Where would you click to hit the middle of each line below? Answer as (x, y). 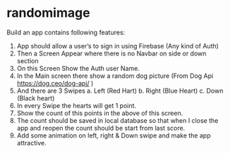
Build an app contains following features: (66, 32)
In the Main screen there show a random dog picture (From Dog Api (115, 76)
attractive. (31, 142)
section (28, 60)
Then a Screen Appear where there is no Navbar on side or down (111, 53)
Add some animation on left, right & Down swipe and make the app (114, 135)
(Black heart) (36, 98)
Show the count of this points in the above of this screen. (100, 113)
